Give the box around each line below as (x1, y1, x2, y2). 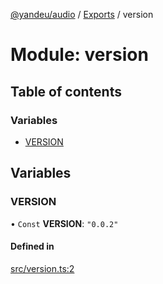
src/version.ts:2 (10, 262, 75, 274)
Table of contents (10, 83, 122, 100)
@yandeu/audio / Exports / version (10, 9, 154, 20)
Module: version (10, 44, 149, 66)
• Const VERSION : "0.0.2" (10, 217, 119, 229)
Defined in (10, 240, 55, 253)
